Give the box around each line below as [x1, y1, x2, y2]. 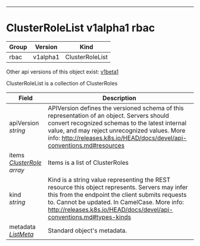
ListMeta [9, 230, 34, 238]
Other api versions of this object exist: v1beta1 [6, 68, 119, 75]
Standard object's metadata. [48, 226, 127, 235]
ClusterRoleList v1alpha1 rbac [6, 21, 155, 35]
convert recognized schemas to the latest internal [48, 119, 186, 127]
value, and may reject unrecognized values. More [48, 126, 186, 134]
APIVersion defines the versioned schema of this [48, 104, 184, 112]
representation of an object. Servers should [48, 111, 170, 119]
